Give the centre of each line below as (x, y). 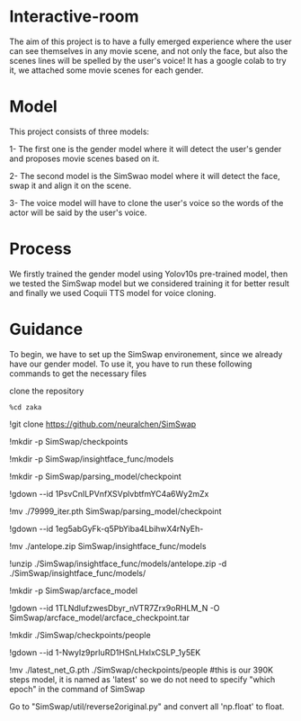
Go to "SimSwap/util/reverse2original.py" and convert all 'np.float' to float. (147, 706)
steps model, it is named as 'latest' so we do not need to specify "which (142, 679)
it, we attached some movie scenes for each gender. (106, 70)
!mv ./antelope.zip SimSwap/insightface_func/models (108, 545)
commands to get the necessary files (78, 373)
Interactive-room (74, 17)
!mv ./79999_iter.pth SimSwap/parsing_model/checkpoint (115, 511)
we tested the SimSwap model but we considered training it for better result (150, 283)
